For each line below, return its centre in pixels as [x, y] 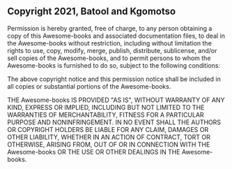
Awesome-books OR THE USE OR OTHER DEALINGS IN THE [94, 152]
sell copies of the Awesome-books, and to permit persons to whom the [109, 58]
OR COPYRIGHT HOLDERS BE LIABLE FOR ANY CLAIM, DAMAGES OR [108, 129]
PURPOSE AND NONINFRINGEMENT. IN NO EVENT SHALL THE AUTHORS [114, 122]
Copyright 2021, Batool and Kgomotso [92, 12]
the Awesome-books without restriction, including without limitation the [110, 43]
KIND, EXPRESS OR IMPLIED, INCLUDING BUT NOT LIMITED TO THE [106, 107]
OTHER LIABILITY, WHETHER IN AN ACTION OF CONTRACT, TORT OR [109, 137]
